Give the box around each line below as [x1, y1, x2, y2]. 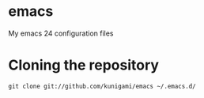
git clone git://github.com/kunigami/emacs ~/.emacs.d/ [8, 82, 196, 90]
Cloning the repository [8, 56, 160, 74]
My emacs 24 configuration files [8, 28, 114, 38]
